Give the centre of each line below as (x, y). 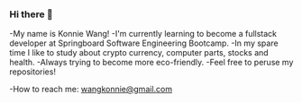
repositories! (33, 72)
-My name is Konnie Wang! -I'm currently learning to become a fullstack (143, 34)
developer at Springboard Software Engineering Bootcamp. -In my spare (144, 43)
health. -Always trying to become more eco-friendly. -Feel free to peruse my (151, 63)
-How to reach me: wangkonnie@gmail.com (91, 90)
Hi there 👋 (32, 14)
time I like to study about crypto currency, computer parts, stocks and (139, 53)
